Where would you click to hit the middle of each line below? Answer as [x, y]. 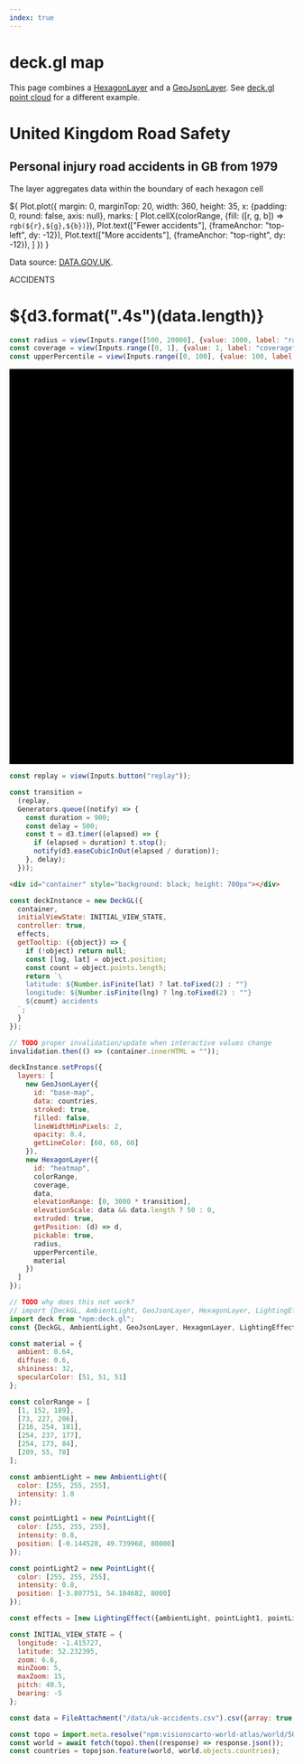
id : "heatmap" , [62, 1168]
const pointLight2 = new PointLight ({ [82, 1568]
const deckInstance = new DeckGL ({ [76, 901]
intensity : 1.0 [46, 1494]
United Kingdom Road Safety [120, 133]
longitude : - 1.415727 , [60, 1643]
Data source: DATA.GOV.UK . [61, 262]
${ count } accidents [62, 1002]
